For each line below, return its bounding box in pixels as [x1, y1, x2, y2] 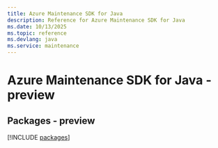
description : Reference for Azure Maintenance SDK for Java [7, 17, 186, 24]
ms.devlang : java [7, 36, 58, 43]
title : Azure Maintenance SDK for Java [7, 10, 123, 17]
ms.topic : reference [7, 29, 68, 37]
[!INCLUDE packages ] [7, 133, 70, 141]
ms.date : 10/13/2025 [7, 23, 68, 30]
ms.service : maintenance [7, 42, 79, 49]
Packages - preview [7, 115, 95, 126]
